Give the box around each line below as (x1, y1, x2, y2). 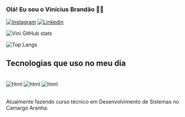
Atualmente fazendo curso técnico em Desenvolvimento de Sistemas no (6, 98, 179, 105)
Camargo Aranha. (6, 104, 48, 111)
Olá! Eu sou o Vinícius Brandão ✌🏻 (6, 5, 104, 13)
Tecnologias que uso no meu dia (6, 58, 126, 68)
